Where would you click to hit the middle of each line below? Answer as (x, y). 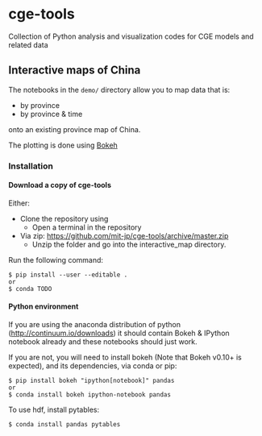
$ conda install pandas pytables (64, 425)
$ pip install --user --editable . (68, 275)
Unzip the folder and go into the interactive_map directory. (129, 244)
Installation (31, 166)
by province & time (51, 114)
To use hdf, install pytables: (54, 410)
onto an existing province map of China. (75, 129)
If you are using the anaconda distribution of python (95, 325)
